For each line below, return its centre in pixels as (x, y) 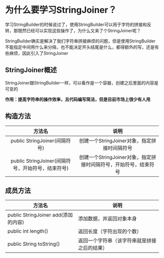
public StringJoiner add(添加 (40, 215)
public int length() (28, 231)
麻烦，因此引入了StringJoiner (39, 53)
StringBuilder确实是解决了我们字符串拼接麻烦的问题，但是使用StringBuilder (80, 41)
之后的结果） (93, 248)
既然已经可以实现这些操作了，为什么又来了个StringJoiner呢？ (79, 30)
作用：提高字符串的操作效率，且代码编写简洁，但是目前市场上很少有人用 (78, 99)
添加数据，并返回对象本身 (107, 219)
